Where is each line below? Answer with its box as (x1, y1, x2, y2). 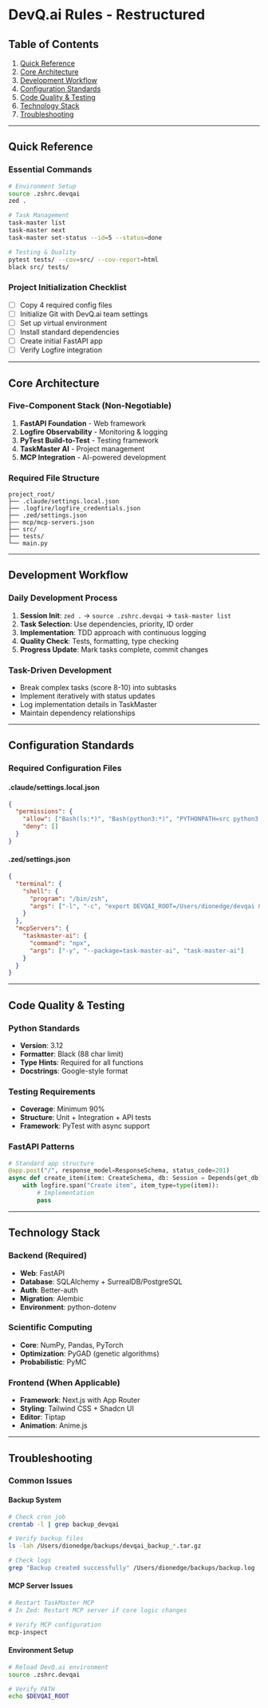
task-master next (8, 226, 66, 235)
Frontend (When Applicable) (8, 1376, 121, 1388)
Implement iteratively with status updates (19, 691, 156, 701)
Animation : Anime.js (19, 1420, 88, 1431)
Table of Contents (8, 38, 100, 51)
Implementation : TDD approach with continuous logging (19, 627, 207, 637)
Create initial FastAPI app (19, 336, 104, 345)
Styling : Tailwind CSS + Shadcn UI (19, 1404, 134, 1413)
